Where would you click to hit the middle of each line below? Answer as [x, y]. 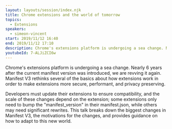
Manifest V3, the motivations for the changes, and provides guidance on [81, 115]
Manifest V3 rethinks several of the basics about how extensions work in [82, 78]
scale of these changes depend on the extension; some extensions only [81, 99]
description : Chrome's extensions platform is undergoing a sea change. [84, 48]
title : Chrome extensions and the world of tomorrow [63, 15]
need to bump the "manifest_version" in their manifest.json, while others [81, 104]
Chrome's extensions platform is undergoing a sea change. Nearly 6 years [84, 68]
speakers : [16, 29]
